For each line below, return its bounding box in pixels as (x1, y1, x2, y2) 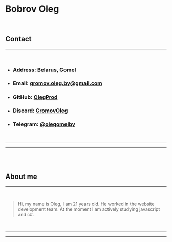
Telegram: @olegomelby (12, 121, 76, 128)
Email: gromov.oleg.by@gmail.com (12, 80, 102, 87)
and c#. (17, 211, 34, 217)
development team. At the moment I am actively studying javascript (17, 206, 160, 212)
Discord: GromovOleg (12, 107, 68, 114)
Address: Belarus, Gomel (12, 66, 76, 73)
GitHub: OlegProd (12, 93, 58, 100)
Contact (5, 35, 32, 43)
